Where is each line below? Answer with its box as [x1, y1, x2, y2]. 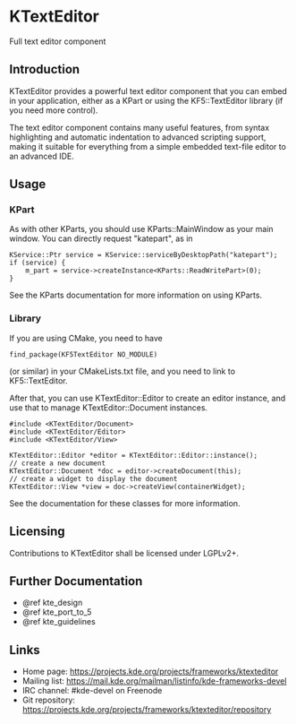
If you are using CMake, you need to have [9, 332, 163, 343]
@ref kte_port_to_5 [21, 607, 92, 617]
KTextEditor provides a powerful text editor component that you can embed [9, 85, 288, 96]
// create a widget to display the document [9, 474, 178, 483]
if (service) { [9, 258, 66, 268]
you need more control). [9, 105, 98, 116]
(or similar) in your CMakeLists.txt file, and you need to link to [9, 366, 235, 376]
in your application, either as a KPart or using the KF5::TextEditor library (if [9, 95, 283, 106]
